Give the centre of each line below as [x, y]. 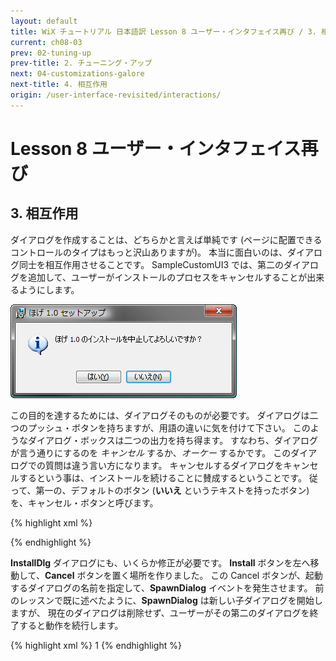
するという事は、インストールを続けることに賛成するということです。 [162, 477]
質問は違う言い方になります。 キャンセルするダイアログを [164, 465]
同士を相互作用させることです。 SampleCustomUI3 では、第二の [151, 264]
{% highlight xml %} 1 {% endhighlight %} [96, 645]
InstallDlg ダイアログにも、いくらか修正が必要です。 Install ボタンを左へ [160, 562]
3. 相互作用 [44, 213]
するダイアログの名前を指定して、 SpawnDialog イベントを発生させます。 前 [167, 587]
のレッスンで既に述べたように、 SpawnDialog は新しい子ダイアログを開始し [166, 600]
